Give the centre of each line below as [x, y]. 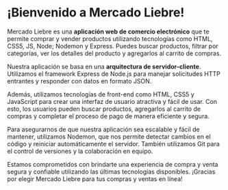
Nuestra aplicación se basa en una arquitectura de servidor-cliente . [104, 66]
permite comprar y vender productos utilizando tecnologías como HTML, [110, 38]
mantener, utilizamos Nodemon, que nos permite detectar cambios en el [109, 136]
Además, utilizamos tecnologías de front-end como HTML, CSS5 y [101, 94]
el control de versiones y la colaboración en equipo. [80, 151]
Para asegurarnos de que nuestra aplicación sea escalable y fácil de [103, 129]
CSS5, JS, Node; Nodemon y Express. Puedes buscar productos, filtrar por [113, 46]
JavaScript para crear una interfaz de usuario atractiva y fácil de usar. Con [112, 101]
